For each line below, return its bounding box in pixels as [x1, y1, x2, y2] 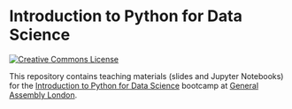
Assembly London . [9, 90, 78, 100]
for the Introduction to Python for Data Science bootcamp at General [9, 80, 259, 91]
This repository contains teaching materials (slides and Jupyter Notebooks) [9, 70, 284, 81]
